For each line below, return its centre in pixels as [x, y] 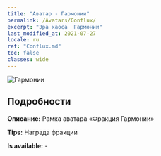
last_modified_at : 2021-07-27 [52, 33]
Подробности [39, 102]
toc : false [23, 53]
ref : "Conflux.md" [34, 46]
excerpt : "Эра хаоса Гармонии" [55, 27]
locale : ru [23, 40]
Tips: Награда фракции [42, 132]
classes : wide [28, 60]
